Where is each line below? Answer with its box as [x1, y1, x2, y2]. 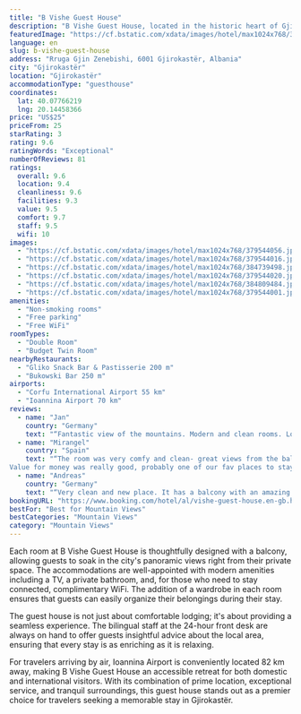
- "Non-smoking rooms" [17, 305, 102, 314]
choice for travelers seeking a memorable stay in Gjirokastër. [9, 695, 234, 705]
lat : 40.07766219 [17, 96, 82, 106]
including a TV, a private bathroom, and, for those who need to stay [9, 574, 258, 585]
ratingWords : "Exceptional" [9, 146, 115, 155]
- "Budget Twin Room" [17, 346, 99, 355]
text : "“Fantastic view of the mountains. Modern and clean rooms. [25, 429, 282, 439]
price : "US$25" [9, 113, 66, 122]
